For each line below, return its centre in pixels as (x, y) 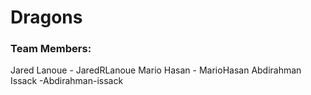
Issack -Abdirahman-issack (67, 81)
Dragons (46, 17)
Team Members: (51, 49)
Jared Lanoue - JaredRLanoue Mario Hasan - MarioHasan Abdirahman (156, 70)
